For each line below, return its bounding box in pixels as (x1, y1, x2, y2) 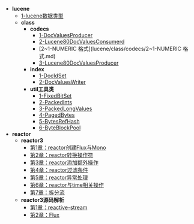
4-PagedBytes (38, 111, 75, 119)
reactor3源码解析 (20, 196, 65, 203)
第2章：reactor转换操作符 (29, 152, 94, 158)
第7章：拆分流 (29, 189, 65, 196)
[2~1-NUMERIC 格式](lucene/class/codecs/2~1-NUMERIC (38, 45, 182, 52)
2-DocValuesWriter (38, 78, 86, 86)
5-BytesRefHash (38, 118, 80, 125)
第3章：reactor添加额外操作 (29, 159, 99, 166)
